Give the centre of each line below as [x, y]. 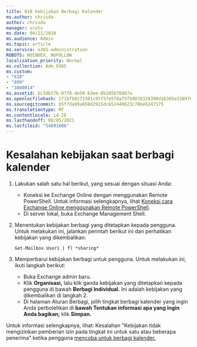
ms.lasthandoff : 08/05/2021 [40, 121]
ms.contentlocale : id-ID [36, 115]
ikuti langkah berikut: [40, 265]
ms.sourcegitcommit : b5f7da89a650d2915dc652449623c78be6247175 [85, 104]
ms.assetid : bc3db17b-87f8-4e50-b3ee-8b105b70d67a [69, 93]
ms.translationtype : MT [35, 110]
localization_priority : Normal [44, 60]
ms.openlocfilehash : [31, 98]
